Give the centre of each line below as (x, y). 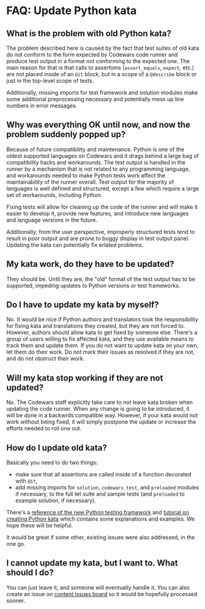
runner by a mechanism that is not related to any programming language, (98, 169)
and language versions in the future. (52, 220)
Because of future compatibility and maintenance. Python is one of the (95, 149)
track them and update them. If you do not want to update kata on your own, (102, 346)
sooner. (16, 600)
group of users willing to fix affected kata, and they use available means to (100, 339)
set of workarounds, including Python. (54, 195)
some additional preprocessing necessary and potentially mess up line (95, 99)
